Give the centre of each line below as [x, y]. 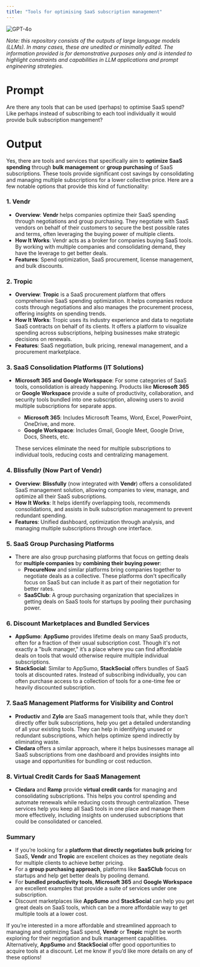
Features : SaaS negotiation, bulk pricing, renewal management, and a [101, 345]
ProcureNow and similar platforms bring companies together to [102, 569]
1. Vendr [19, 202]
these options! [24, 957]
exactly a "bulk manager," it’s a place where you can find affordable [98, 649]
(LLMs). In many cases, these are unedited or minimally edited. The [90, 47]
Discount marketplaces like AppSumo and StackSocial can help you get [104, 901]
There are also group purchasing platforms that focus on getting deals [102, 557]
